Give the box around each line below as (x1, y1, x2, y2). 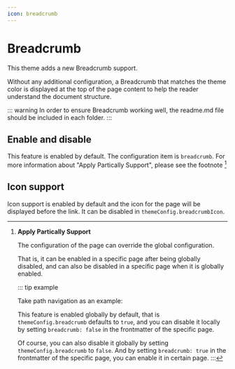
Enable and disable (7, 133, 92, 145)
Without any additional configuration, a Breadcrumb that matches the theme (7, 77, 227, 86)
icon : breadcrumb (7, 10, 58, 18)
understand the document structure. (7, 92, 112, 100)
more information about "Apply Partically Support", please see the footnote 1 (7, 159, 227, 169)
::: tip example (17, 283, 59, 291)
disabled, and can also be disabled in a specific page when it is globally (17, 262, 225, 270)
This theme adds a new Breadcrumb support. (7, 64, 138, 72)
